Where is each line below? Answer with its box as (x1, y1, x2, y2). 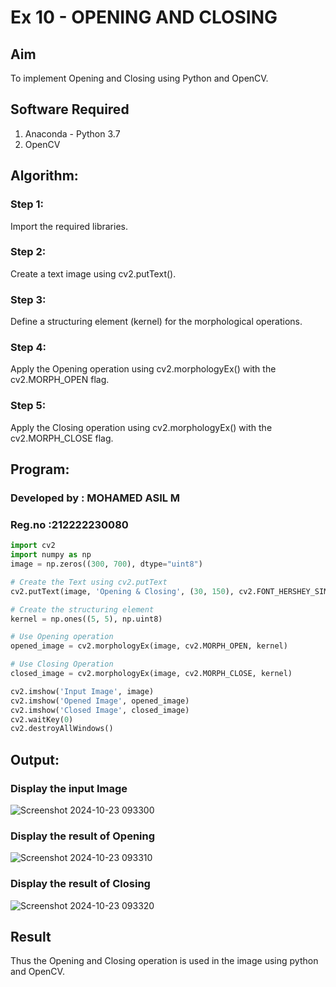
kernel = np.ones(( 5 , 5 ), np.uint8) (10, 614, 163, 624)
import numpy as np (10, 550, 92, 560)
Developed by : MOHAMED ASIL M (10, 491, 181, 505)
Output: (10, 751, 60, 768)
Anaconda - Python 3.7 (24, 127, 121, 140)
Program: (10, 461, 70, 478)
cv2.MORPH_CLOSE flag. (10, 432, 114, 444)
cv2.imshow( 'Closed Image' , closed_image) (10, 705, 190, 715)
